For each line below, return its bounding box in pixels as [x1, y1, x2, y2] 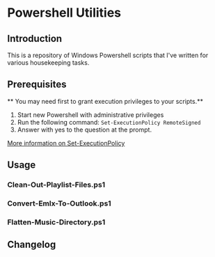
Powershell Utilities [7, 5, 122, 21]
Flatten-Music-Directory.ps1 [7, 217, 106, 227]
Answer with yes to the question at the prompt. [17, 125, 152, 134]
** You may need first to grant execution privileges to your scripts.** [7, 97, 204, 105]
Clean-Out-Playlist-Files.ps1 [7, 180, 106, 189]
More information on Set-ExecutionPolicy [7, 139, 125, 147]
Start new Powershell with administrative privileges [17, 110, 164, 119]
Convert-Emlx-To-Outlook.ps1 [7, 198, 111, 208]
